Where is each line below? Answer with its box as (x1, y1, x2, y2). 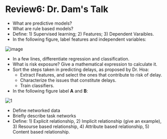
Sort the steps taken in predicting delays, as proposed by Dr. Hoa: (12, 66, 149, 73)
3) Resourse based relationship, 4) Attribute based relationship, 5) (12, 123, 150, 129)
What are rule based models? (12, 25, 74, 31)
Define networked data (12, 107, 60, 113)
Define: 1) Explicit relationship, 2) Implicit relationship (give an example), (12, 118, 162, 124)
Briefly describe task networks (12, 112, 76, 119)
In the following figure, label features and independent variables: (12, 36, 147, 42)
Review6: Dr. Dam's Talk (5, 4, 109, 15)
